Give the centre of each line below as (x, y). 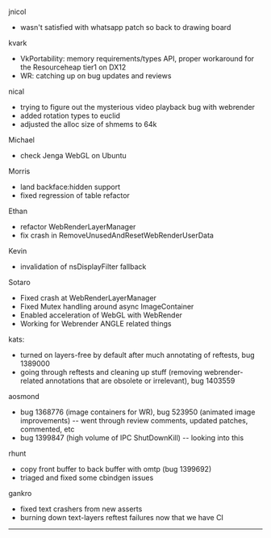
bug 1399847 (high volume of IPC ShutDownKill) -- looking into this (132, 438)
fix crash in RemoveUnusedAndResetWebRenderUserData (117, 235)
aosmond (24, 396)
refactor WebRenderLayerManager (78, 227)
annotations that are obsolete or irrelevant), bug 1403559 (140, 380)
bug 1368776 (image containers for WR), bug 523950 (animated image (138, 412)
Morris (19, 171)
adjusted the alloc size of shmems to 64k (88, 124)
